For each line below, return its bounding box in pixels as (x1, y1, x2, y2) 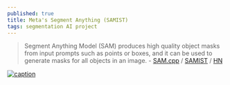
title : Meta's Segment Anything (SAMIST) (7, 17, 129, 23)
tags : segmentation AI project (7, 23, 98, 30)
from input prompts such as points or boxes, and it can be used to (24, 49, 213, 57)
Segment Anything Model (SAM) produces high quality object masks (24, 42, 220, 50)
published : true (7, 10, 54, 17)
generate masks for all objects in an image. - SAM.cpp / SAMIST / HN (24, 57, 223, 65)
